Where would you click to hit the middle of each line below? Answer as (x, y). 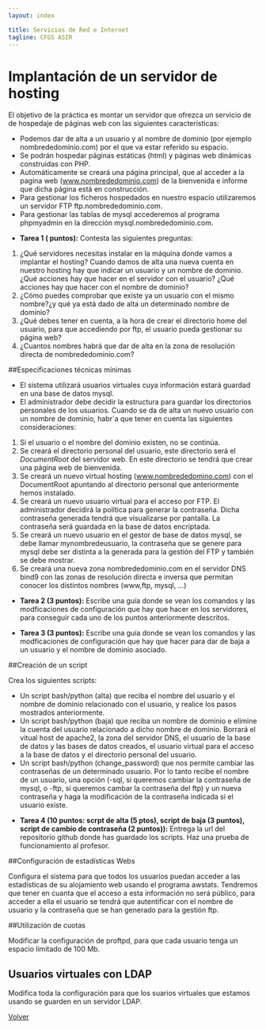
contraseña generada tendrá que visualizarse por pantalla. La (120, 518)
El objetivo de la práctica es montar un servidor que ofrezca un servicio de (130, 115)
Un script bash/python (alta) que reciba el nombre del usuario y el (127, 696)
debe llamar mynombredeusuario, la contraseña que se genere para (131, 544)
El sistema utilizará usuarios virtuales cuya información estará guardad (135, 385)
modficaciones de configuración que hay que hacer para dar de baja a (135, 641)
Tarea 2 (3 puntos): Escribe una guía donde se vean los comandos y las (137, 601)
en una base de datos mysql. (67, 393)
